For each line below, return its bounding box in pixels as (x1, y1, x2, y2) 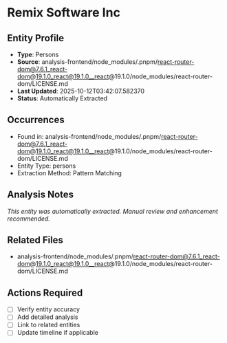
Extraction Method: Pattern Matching (17, 168, 122, 177)
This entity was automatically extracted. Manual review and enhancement (7, 207, 219, 215)
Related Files (7, 234, 64, 246)
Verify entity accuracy (17, 305, 80, 313)
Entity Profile (7, 32, 64, 44)
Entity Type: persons (17, 162, 76, 170)
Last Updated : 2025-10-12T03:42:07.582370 (17, 87, 145, 95)
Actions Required (7, 287, 83, 298)
